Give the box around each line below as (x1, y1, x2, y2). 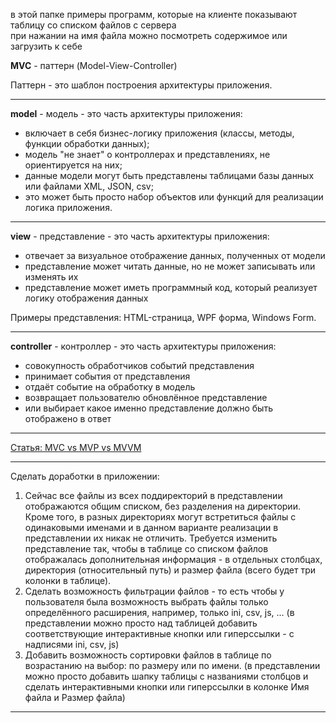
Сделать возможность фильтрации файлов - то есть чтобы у (24, 585, 285, 597)
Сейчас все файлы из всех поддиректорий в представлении (24, 490, 283, 501)
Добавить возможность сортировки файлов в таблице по (24, 649, 272, 661)
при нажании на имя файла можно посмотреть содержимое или (10, 30, 288, 41)
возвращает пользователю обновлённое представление (24, 392, 268, 403)
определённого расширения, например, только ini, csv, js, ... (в (24, 607, 295, 618)
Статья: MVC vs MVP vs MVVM (10, 442, 142, 453)
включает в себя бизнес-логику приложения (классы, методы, (24, 127, 295, 139)
